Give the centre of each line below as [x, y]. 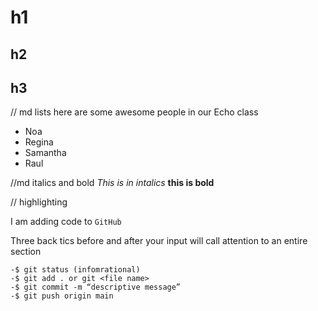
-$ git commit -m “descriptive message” [96, 287]
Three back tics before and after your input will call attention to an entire [159, 241]
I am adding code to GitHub [66, 222]
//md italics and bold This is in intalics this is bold [112, 183]
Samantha [45, 153]
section [26, 252]
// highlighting [39, 202]
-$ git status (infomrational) [75, 270]
